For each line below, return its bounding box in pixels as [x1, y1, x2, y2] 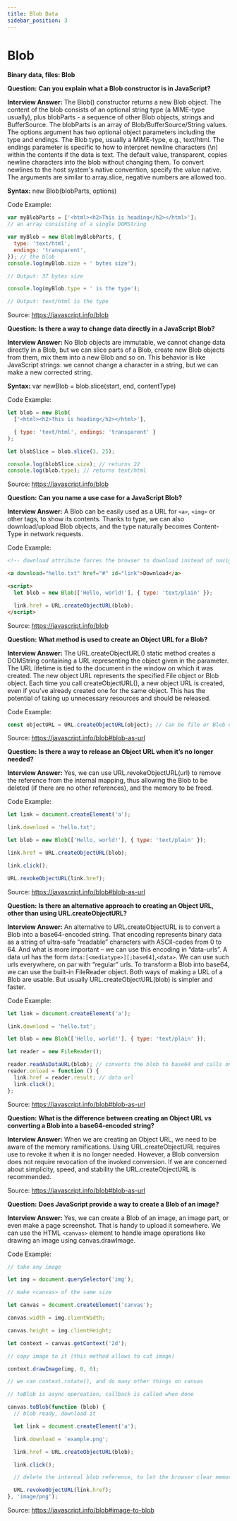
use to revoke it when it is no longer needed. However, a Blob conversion [7, 1149, 220, 1159]
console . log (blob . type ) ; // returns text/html [7, 467, 147, 474]
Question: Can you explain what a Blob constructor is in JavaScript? [7, 84, 211, 93]
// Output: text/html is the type [7, 298, 109, 305]
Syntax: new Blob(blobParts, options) [7, 187, 117, 195]
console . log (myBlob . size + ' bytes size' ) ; [7, 259, 138, 267]
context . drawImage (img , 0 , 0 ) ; [7, 1365, 99, 1373]
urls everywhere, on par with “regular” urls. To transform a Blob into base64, [7, 960, 230, 969]
